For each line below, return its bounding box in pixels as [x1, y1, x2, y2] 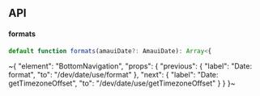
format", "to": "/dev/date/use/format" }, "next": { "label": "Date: [8, 70, 219, 80]
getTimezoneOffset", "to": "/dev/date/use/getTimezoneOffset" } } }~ [8, 78, 236, 88]
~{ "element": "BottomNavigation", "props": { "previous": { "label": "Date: [8, 61, 253, 71]
